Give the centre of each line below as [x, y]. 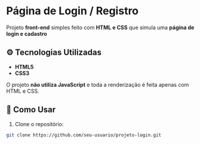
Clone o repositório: [39, 124]
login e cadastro [27, 33]
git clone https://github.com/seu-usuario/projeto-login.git [84, 135]
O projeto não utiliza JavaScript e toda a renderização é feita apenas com [98, 84]
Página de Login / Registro [73, 11]
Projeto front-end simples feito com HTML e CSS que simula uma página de [100, 27]
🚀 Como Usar [31, 110]
